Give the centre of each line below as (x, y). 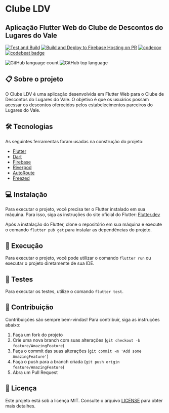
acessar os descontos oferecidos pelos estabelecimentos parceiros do (79, 105)
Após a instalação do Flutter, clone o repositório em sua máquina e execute (84, 224)
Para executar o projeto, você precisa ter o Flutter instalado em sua (75, 209)
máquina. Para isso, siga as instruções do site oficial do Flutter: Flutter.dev (83, 215)
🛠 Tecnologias (29, 127)
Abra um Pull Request (35, 372)
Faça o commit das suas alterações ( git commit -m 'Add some (77, 351)
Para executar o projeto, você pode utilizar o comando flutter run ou (78, 258)
